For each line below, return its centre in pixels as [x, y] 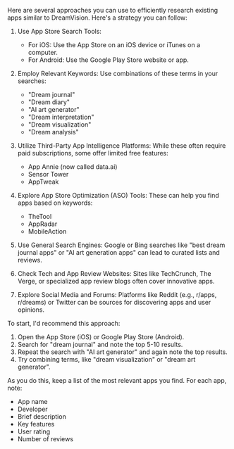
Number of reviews [45, 439]
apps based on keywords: [55, 203]
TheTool [40, 216]
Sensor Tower [48, 174]
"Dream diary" [49, 102]
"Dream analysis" [53, 132]
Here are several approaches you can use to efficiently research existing [113, 10]
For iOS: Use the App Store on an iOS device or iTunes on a [114, 45]
